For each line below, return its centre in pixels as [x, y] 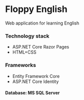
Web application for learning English [42, 23]
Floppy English [36, 9]
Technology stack [27, 36]
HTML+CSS [24, 52]
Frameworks [21, 65]
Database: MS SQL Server [33, 93]
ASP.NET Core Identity [36, 81]
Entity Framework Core [36, 76]
